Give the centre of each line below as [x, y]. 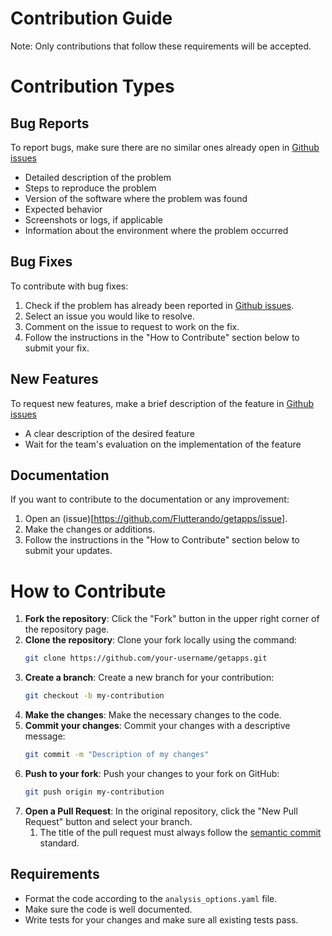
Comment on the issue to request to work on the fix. [132, 326]
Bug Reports [50, 123]
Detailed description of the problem [98, 177]
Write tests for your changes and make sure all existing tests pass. [161, 919]
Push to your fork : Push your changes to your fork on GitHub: [152, 773]
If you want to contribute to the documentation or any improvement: [150, 499]
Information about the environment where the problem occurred [156, 230]
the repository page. [67, 629]
